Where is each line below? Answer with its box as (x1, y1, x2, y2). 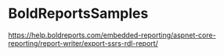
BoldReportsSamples (8, 5, 149, 23)
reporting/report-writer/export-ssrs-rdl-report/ (8, 38, 158, 47)
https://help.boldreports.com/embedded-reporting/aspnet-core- (8, 30, 217, 40)
